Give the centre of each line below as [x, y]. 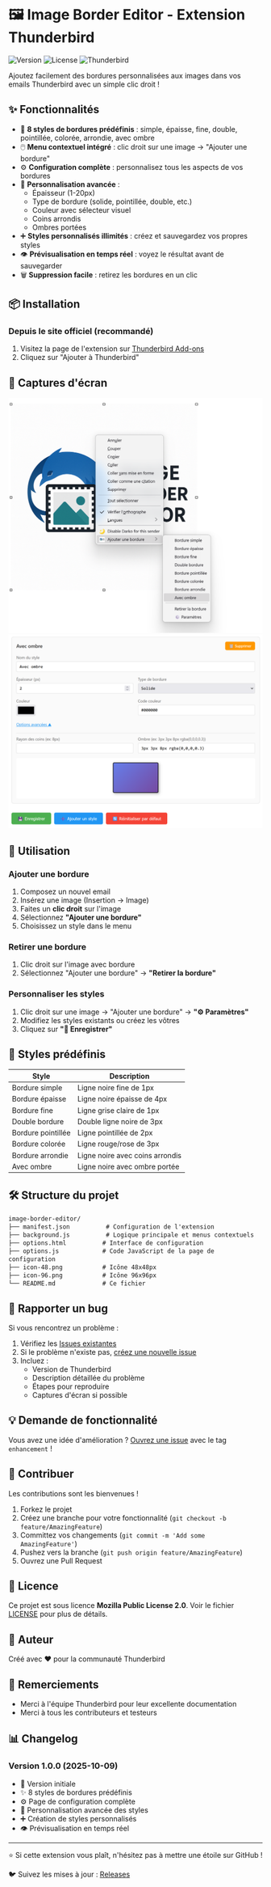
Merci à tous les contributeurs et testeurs [88, 1713]
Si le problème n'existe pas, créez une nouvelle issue [108, 1352]
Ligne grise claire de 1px [119, 1110]
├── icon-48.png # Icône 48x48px [83, 1267]
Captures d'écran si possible [79, 1395]
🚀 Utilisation [40, 850]
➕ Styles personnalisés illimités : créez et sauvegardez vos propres [134, 235]
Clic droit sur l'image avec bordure [77, 965]
